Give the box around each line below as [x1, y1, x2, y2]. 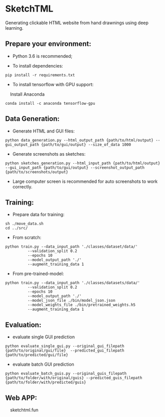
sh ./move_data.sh [5, 221, 44, 227]
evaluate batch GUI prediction [12, 361, 74, 368]
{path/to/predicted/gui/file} [5, 353, 69, 358]
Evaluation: [5, 320, 42, 329]
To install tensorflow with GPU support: [12, 81, 94, 87]
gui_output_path [5, 142, 39, 147]
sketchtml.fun [10, 407, 39, 413]
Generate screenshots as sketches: [12, 151, 86, 157]
